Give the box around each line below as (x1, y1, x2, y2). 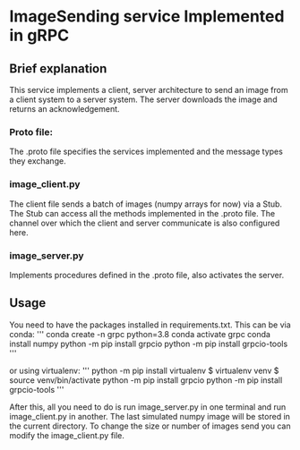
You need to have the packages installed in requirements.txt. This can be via (9, 319, 291, 330)
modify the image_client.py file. (9, 429, 125, 440)
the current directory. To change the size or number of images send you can (9, 420, 291, 431)
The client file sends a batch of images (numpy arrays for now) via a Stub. (9, 199, 283, 209)
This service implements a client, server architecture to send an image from (9, 85, 288, 95)
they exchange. (9, 156, 66, 166)
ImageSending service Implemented (9, 6, 285, 27)
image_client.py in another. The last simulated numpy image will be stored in (9, 411, 291, 421)
